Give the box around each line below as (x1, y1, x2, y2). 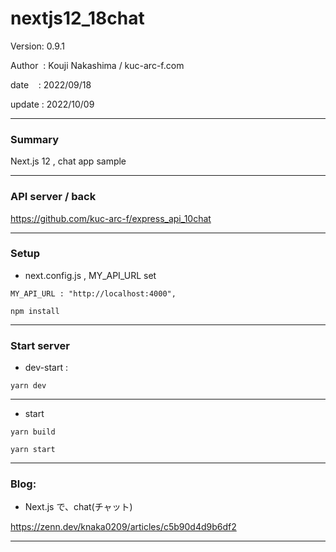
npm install (10, 306, 60, 316)
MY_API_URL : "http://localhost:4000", (10, 288, 177, 299)
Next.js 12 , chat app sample (10, 155, 127, 167)
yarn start (10, 445, 56, 455)
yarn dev (10, 381, 47, 391)
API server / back (10, 190, 97, 204)
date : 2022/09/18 (10, 78, 92, 91)
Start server (10, 338, 70, 352)
